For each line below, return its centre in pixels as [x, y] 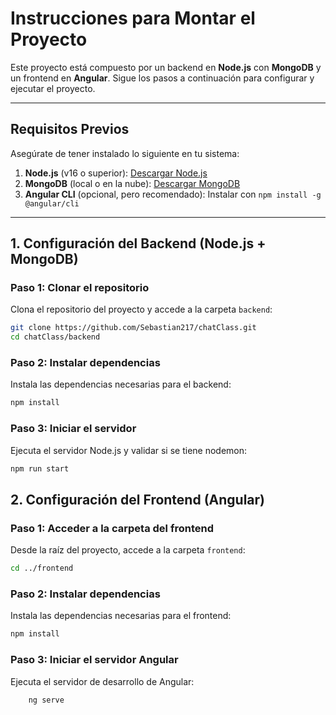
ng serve [46, 700]
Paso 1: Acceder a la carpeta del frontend [112, 528]
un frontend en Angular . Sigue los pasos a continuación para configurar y [162, 78]
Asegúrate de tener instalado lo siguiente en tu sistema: [125, 153]
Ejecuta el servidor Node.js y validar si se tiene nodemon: [129, 450]
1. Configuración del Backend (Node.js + [138, 243]
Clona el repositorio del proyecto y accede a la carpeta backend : [141, 309]
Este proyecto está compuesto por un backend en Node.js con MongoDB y [166, 67]
